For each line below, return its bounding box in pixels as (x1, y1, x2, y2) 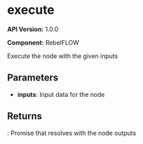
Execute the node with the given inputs (7, 51, 118, 60)
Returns (7, 110, 43, 123)
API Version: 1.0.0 (7, 25, 59, 33)
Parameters (7, 72, 59, 84)
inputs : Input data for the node (17, 90, 105, 98)
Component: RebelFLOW (7, 38, 79, 46)
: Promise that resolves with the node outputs (7, 129, 137, 137)
